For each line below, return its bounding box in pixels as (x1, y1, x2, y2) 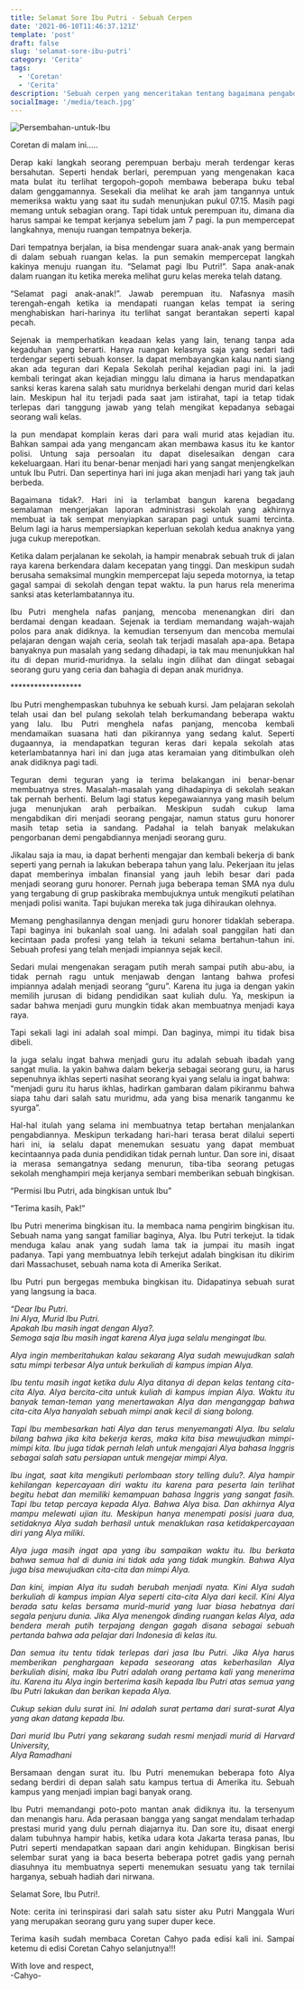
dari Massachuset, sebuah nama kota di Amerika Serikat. (10, 1259, 222, 1270)
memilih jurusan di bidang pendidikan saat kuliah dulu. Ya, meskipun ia (10, 990, 295, 1001)
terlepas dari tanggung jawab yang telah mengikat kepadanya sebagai (10, 402, 295, 412)
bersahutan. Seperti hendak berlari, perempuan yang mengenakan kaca (10, 166, 295, 177)
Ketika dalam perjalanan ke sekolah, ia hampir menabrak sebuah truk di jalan (10, 551, 295, 562)
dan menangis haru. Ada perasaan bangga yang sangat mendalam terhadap (10, 1814, 295, 1824)
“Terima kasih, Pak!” (10, 1203, 86, 1214)
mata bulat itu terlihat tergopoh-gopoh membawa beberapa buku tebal (10, 176, 295, 187)
